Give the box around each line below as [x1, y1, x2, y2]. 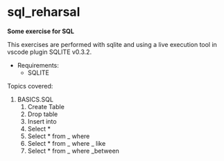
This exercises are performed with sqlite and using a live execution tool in [7, 40, 217, 48]
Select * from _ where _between [27, 146, 120, 155]
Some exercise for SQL [7, 27, 75, 35]
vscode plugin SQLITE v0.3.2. [7, 48, 92, 56]
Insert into [27, 117, 57, 125]
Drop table [27, 110, 58, 118]
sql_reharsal [7, 4, 80, 20]
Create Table [27, 102, 64, 111]
